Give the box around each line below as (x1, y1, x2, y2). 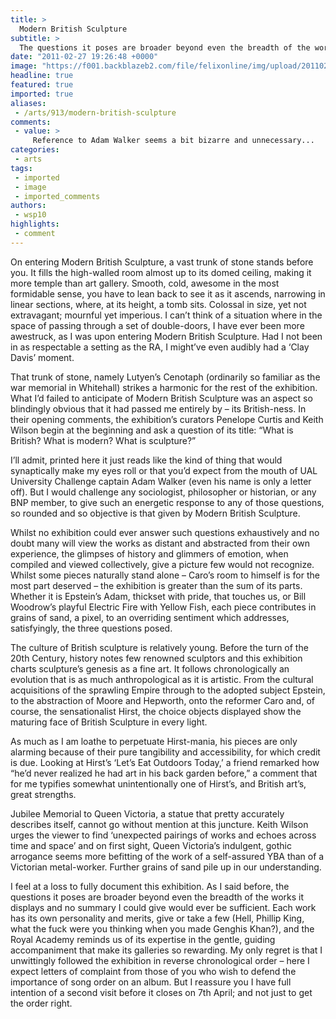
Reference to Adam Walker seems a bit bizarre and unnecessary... (32, 136, 315, 146)
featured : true (10, 80, 74, 90)
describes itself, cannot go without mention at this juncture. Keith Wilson (10, 818, 309, 830)
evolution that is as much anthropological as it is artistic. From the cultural (10, 673, 314, 685)
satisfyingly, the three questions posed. (10, 622, 173, 634)
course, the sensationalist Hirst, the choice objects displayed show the (10, 705, 302, 717)
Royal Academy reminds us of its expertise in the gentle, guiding (10, 933, 276, 945)
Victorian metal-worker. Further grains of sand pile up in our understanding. (10, 861, 322, 873)
